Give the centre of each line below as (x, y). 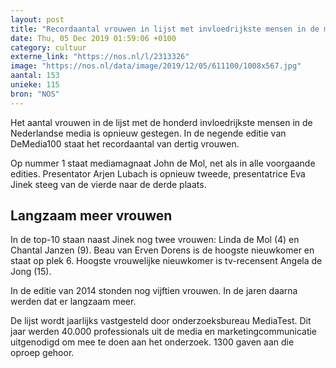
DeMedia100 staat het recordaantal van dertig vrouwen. (125, 143)
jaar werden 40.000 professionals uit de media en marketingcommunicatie (164, 332)
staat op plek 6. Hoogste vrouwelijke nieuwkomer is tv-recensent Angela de (166, 261)
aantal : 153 (35, 76)
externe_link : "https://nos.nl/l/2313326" (100, 57)
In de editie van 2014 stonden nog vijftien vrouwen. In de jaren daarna (154, 291)
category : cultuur (48, 47)
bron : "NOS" (35, 94)
